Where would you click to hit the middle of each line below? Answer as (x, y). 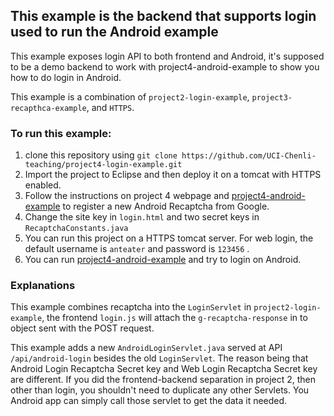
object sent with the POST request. (82, 328)
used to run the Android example (114, 32)
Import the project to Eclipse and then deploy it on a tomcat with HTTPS (173, 175)
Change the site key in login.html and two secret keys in (142, 217)
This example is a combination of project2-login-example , (130, 96)
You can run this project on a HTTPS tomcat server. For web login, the (169, 238)
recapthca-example (48, 108)
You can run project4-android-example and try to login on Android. (163, 260)
